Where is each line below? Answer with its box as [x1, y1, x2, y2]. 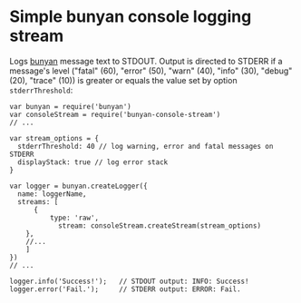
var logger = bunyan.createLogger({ [9, 181, 148, 191]
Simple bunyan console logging [9, 6, 252, 27]
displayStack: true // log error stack [17, 157, 169, 167]
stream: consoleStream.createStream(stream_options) [57, 220, 261, 230]
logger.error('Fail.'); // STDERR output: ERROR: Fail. [9, 284, 242, 294]
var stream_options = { [9, 133, 100, 142]
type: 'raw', [49, 213, 100, 222]
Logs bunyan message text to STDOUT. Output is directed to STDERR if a [9, 55, 283, 66]
